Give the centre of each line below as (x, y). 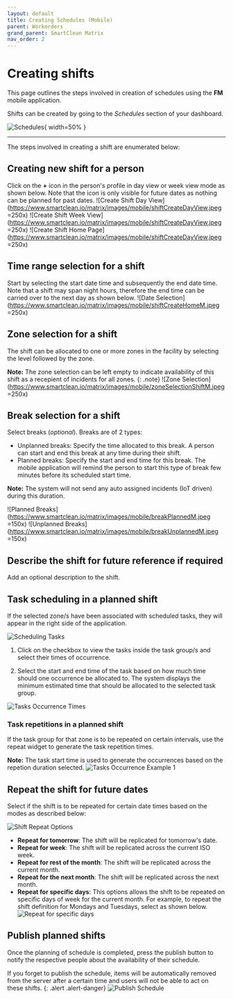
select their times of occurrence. (64, 657)
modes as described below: (47, 814)
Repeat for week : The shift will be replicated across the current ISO (114, 848)
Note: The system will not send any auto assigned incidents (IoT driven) (110, 489)
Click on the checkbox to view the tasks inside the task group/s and (114, 650)
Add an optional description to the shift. (63, 577)
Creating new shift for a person (76, 169)
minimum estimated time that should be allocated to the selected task (116, 685)
